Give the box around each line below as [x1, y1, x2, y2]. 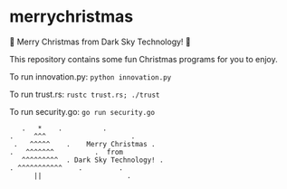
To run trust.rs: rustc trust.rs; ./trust [9, 89, 160, 99]
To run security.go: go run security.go [9, 106, 156, 117]
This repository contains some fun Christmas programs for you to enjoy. [9, 53, 278, 64]
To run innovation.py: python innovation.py [9, 71, 172, 82]
